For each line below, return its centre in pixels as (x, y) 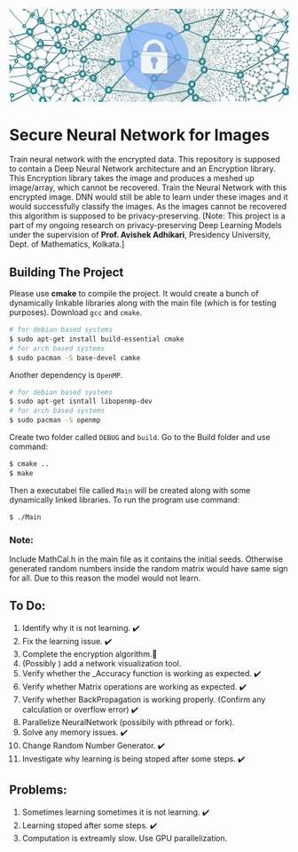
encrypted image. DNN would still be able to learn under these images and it (149, 197)
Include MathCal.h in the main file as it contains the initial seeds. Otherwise (146, 559)
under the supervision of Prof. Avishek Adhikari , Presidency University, (140, 235)
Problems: (38, 790)
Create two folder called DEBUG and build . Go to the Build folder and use (140, 438)
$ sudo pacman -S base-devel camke (75, 358)
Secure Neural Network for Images (140, 134)
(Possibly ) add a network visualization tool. (102, 663)
